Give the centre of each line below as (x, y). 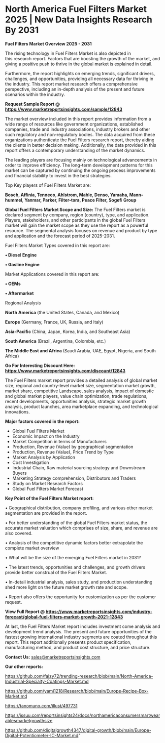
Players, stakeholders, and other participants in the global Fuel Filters (75, 220)
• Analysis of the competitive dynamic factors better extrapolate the (74, 542)
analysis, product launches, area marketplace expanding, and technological (82, 407)
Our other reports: (24, 666)
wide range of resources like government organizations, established (74, 124)
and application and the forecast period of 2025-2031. (60, 236)
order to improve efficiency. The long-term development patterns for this (79, 165)
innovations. (17, 412)
